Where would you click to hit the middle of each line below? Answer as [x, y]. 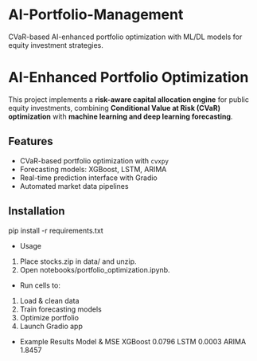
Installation [37, 212]
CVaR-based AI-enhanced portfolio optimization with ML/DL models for [125, 37]
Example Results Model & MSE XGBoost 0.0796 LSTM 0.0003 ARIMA [133, 341]
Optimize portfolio [49, 317]
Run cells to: [40, 285]
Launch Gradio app [51, 326]
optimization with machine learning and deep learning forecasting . [121, 116]
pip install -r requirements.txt [56, 230]
